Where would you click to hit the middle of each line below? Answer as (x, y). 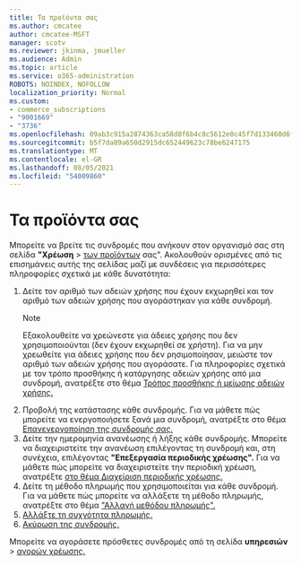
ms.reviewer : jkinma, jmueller (68, 51)
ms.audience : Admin (46, 59)
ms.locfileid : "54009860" (57, 176)
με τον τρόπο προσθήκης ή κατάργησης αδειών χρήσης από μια (142, 374)
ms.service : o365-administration (72, 76)
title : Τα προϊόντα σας (54, 17)
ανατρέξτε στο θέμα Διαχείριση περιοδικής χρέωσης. (122, 477)
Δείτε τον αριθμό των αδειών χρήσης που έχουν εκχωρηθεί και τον (148, 291)
